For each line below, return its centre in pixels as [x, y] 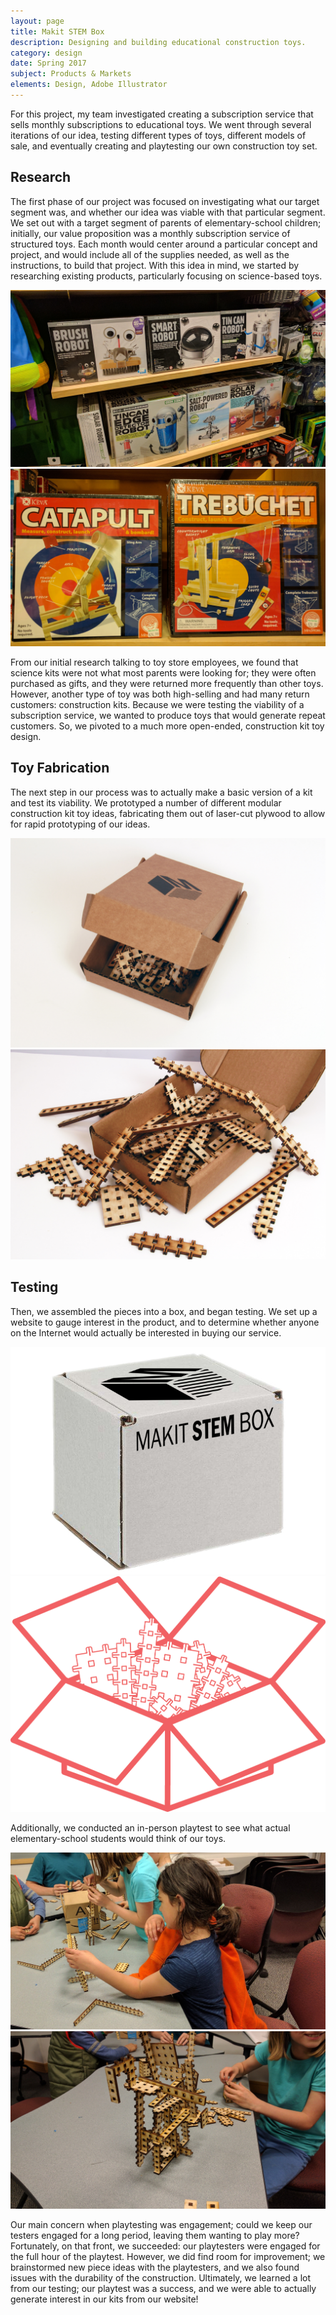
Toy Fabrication [60, 768]
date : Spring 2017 [48, 63]
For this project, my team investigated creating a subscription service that [162, 114]
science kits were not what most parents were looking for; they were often [163, 672]
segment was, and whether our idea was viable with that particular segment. [168, 212]
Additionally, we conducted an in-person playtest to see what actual [150, 1828]
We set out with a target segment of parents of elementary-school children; [166, 222]
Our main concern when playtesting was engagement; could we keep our [161, 2224]
